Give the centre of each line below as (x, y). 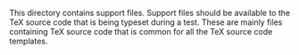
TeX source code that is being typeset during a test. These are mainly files (146, 22)
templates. (29, 41)
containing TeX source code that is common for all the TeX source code (141, 31)
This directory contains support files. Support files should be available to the (150, 13)
